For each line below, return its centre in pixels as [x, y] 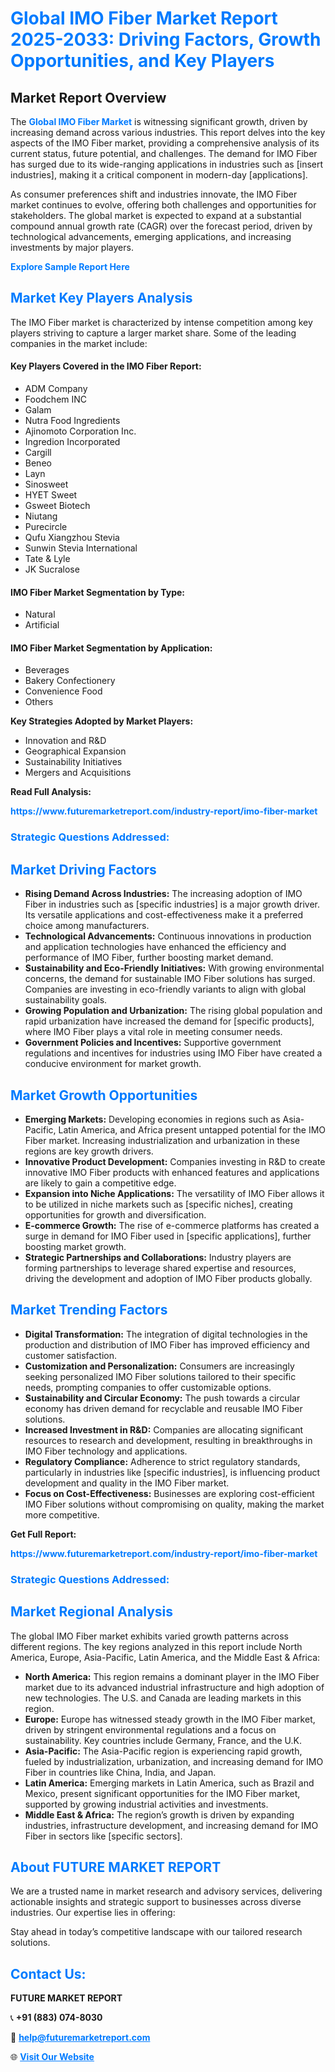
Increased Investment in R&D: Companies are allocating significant [164, 1429]
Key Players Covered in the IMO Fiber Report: [106, 366]
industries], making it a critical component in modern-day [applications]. [159, 175]
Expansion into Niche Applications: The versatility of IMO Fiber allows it [174, 1193]
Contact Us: [48, 1973]
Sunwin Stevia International [81, 548]
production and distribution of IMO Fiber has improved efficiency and [167, 1344]
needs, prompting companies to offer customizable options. [148, 1387]
